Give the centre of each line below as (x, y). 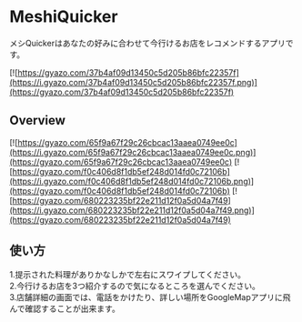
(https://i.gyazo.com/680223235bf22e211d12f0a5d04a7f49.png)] (132, 210)
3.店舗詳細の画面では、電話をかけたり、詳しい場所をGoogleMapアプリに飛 (150, 297)
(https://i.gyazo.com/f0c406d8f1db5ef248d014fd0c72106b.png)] (132, 181)
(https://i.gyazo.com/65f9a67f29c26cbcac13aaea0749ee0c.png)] (133, 152)
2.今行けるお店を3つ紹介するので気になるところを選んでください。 (135, 286)
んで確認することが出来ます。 (65, 308)
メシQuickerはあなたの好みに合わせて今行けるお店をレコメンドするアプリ (148, 43)
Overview (38, 121)
